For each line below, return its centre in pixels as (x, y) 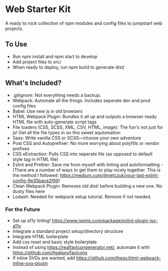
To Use (16, 44)
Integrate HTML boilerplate (40, 236)
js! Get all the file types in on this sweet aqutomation (66, 132)
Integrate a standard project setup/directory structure (68, 231)
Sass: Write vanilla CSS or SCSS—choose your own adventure (77, 138)
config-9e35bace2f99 (35, 180)
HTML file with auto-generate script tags (54, 122)
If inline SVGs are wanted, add (44, 258)
